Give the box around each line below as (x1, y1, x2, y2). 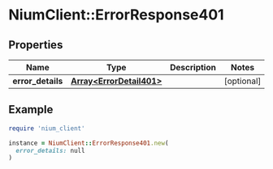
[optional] (223, 75, 262, 87)
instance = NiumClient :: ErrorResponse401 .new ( (8, 139, 169, 147)
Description (170, 62, 217, 73)
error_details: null (15, 146, 85, 154)
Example (8, 103, 54, 116)
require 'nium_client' (8, 124, 85, 133)
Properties (8, 38, 63, 52)
